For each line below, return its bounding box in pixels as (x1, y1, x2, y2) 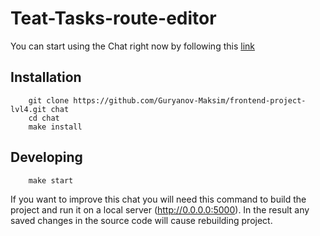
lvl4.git (10, 104, 47, 114)
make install (28, 122, 83, 132)
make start (28, 175, 74, 186)
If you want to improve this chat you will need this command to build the (10, 193, 307, 205)
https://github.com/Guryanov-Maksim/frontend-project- (73, 95, 307, 106)
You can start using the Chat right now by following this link (10, 40, 255, 52)
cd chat (28, 113, 60, 123)
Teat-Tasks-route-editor (10, 7, 217, 30)
